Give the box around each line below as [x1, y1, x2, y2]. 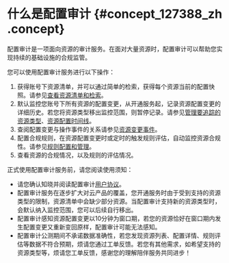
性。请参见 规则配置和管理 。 [16, 142, 96, 151]
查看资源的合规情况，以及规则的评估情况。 [16, 151, 137, 159]
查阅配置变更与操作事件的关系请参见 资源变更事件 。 [16, 125, 161, 134]
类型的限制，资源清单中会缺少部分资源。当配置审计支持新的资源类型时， [16, 197, 221, 205]
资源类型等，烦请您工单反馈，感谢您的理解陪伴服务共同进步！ [16, 248, 191, 257]
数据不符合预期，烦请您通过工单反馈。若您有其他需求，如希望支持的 [29, 240, 221, 248]
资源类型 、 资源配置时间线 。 [16, 116, 96, 125]
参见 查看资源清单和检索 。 [35, 90, 107, 99]
